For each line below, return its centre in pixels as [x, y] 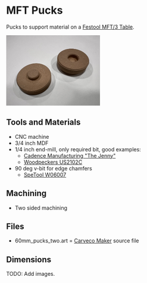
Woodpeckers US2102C [53, 162]
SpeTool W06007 [45, 175]
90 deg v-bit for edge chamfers [53, 168]
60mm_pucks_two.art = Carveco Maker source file [77, 241]
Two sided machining [41, 208]
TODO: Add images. [31, 274]
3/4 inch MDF [32, 143]
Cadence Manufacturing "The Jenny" [70, 156]
